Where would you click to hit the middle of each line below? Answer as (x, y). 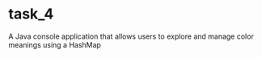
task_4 (31, 14)
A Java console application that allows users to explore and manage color (131, 36)
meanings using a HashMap (55, 44)
